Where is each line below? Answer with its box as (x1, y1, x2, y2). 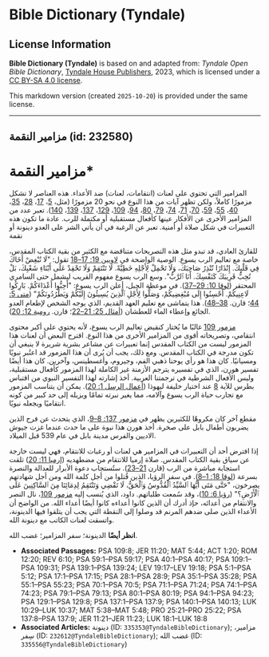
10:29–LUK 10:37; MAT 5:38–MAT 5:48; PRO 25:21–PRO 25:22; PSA (20, 605, 242, 615)
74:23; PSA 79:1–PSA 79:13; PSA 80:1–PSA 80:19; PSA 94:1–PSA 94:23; (20, 588, 255, 598)
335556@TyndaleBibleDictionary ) (20, 639, 128, 649)
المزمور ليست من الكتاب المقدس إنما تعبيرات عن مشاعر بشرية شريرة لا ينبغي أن (9, 339, 252, 349)
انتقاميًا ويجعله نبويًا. (9, 398, 66, 408)
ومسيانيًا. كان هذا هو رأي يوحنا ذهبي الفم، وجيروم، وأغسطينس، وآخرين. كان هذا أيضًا (9, 356, 257, 366)
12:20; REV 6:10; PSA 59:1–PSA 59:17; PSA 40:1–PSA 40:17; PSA (20, 555, 230, 564)
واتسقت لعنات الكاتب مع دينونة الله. (9, 515, 115, 524)
